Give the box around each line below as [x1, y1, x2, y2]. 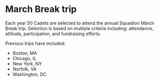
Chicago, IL [12, 55, 37, 61]
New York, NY [12, 60, 42, 66]
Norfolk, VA [12, 66, 37, 72]
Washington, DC [12, 71, 47, 77]
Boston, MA [12, 50, 37, 56]
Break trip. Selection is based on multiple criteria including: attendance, [5, 25, 154, 31]
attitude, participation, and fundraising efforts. [5, 30, 101, 36]
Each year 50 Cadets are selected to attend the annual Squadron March [5, 20, 154, 26]
